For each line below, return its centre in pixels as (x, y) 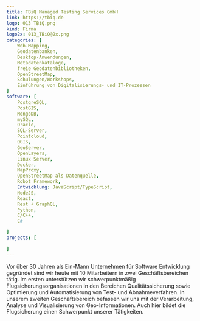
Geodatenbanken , (38, 52)
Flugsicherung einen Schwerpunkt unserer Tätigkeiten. (75, 311)
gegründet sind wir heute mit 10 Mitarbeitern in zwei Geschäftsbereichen (98, 273)
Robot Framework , (39, 182)
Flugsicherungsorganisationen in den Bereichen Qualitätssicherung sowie (98, 286)
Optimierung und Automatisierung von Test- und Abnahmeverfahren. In (95, 292)
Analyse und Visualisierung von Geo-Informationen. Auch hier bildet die (96, 305)
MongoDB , (28, 114)
